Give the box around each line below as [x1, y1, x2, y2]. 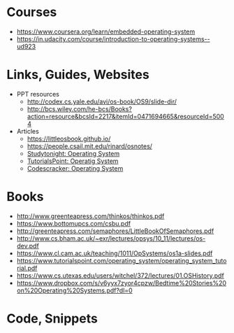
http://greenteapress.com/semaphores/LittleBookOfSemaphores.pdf [16, 227, 214, 235]
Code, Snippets [6, 311, 98, 326]
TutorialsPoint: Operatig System [27, 157, 119, 165]
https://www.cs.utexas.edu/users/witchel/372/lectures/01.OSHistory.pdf [16, 271, 224, 280]
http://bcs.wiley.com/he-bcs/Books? [27, 104, 132, 113]
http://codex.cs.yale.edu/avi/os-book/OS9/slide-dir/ [27, 97, 177, 106]
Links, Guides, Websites [6, 67, 149, 83]
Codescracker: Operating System [27, 164, 124, 172]
